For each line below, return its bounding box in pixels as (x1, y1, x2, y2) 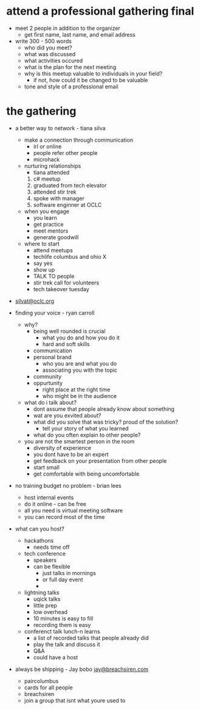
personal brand (33, 353, 72, 361)
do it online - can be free (24, 500, 87, 507)
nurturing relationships (24, 162, 81, 169)
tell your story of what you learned (42, 424, 129, 432)
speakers (33, 556, 57, 563)
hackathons (24, 537, 54, 544)
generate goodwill (33, 233, 79, 241)
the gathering (6, 104, 77, 118)
